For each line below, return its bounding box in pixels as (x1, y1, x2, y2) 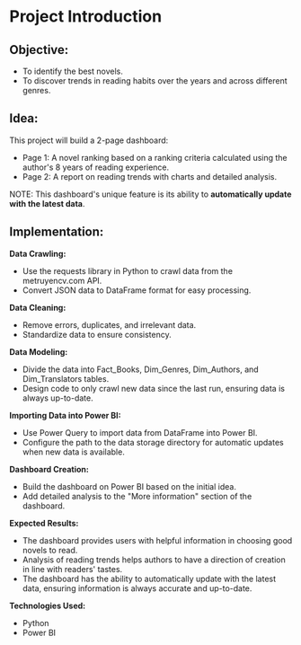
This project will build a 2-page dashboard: (9, 135, 169, 146)
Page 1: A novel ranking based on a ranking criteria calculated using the (22, 152, 288, 163)
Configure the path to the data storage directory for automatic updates (22, 437, 285, 447)
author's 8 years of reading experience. (22, 162, 170, 172)
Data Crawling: (9, 248, 66, 259)
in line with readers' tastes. (22, 563, 123, 574)
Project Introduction (9, 6, 163, 27)
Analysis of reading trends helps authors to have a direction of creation (22, 554, 286, 565)
